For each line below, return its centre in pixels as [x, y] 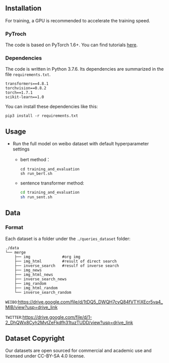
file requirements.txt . [28, 74]
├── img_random [30, 283]
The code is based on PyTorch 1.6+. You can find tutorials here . [72, 45]
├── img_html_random [36, 288]
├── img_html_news [34, 275]
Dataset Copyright [35, 338]
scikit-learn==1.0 [25, 97]
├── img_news [28, 270]
